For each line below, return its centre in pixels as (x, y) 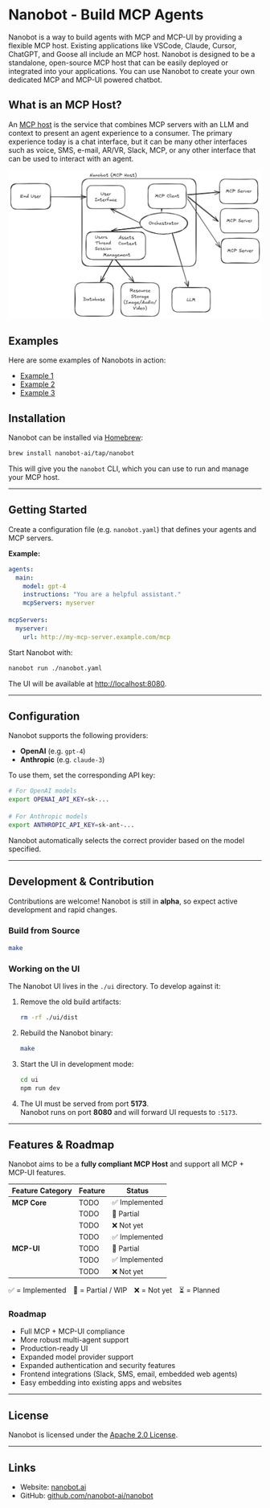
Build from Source (44, 930)
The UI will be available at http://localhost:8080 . (88, 683)
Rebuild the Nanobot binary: (66, 1033)
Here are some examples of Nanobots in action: (87, 360)
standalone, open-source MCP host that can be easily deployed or (119, 63)
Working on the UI (44, 969)
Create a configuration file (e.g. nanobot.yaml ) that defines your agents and (133, 529)
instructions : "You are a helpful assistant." (102, 595)
